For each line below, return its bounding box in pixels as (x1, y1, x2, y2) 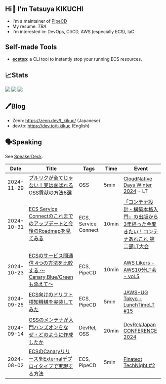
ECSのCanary (29, 348, 61, 355)
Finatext (123, 356, 142, 363)
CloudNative (123, 175, 152, 182)
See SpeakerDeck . (5, 154, 43, 160)
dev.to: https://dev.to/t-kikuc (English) (12, 123, 90, 129)
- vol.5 (123, 273, 140, 280)
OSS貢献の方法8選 (29, 189, 72, 196)
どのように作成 (39, 332, 74, 339)
